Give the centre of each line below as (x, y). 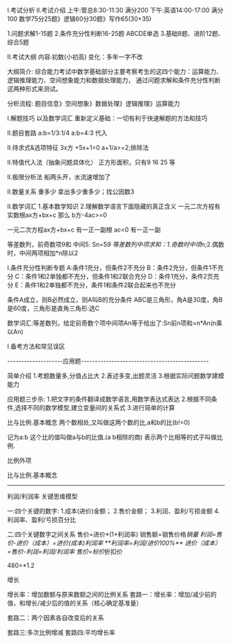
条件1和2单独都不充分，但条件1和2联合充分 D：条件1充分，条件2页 (119, 276)
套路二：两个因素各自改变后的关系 (56, 618)
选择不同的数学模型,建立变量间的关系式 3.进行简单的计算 (95, 408)
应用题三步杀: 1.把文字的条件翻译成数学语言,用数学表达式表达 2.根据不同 (109, 399)
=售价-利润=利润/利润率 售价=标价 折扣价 (65, 551)
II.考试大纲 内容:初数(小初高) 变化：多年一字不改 (75, 57)
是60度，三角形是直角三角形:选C (54, 308)
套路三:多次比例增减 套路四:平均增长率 (61, 632)
